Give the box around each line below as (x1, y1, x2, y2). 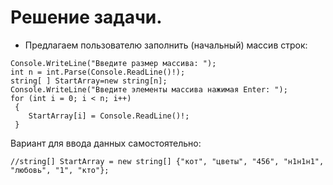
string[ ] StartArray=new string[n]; (10, 76, 168, 86)
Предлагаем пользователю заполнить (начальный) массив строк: (24, 39, 308, 51)
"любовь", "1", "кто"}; (10, 165, 110, 175)
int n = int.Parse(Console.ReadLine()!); (10, 67, 186, 77)
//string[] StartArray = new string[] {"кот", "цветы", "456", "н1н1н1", (10, 156, 325, 166)
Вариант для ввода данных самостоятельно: (10, 137, 202, 149)
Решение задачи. (10, 6, 163, 29)
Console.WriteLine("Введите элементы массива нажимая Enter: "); (10, 84, 288, 95)
